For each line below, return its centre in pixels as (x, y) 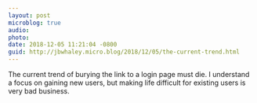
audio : (19, 30)
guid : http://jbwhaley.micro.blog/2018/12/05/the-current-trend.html (124, 52)
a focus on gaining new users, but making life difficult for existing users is (127, 83)
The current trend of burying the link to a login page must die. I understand (129, 74)
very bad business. (39, 91)
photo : (19, 37)
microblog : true (34, 23)
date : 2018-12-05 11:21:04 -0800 (63, 45)
